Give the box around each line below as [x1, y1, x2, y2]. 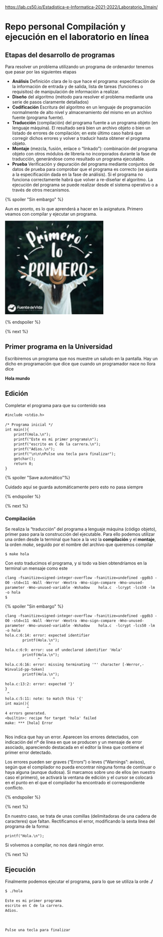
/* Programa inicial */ [5, 422, 53, 427]
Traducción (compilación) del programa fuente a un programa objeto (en [12, 120, 158, 126]
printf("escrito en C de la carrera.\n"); [14, 442, 101, 447]
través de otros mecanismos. [12, 187, 70, 193]
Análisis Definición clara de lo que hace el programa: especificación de [12, 78, 155, 84]
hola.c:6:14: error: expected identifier [5, 633, 90, 637]
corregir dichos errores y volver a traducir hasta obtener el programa [12, 135, 150, 141]
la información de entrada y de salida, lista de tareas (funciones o [12, 84, 143, 89]
